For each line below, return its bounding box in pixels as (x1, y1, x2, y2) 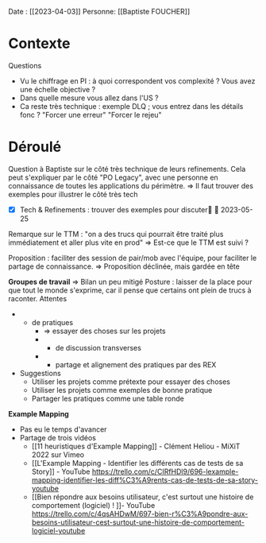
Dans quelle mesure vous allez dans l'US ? (19, 93, 159, 103)
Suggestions (19, 368, 61, 378)
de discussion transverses (55, 343, 141, 352)
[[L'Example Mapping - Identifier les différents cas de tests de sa (31, 458, 244, 467)
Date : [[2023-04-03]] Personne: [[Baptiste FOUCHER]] (8, 7, 191, 16)
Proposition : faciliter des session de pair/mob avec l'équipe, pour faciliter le (8, 253, 257, 262)
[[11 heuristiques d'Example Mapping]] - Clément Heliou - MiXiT (31, 441, 241, 451)
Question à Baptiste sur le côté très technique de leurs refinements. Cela (8, 164, 246, 173)
